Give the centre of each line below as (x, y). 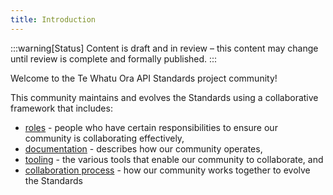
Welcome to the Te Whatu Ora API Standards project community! (144, 78)
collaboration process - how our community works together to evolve (167, 170)
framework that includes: (61, 108)
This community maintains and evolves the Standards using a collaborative (164, 97)
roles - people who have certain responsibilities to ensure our (151, 127)
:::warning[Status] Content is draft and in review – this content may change (164, 48)
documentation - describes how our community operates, (143, 148)
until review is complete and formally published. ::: (114, 58)
